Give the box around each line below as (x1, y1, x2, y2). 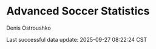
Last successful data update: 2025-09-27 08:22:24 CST (6, 36, 148, 43)
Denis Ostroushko (6, 24, 52, 31)
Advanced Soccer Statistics (6, 4, 150, 18)
